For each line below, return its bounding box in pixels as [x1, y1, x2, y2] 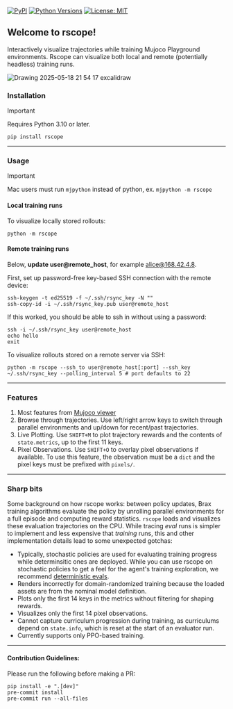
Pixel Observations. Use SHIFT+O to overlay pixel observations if [17, 446, 199, 454]
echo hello [7, 332, 39, 339]
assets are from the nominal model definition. [17, 587, 147, 596]
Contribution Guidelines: [7, 654, 80, 662]
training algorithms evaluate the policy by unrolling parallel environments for [7, 507, 225, 516]
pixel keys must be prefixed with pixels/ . [17, 460, 135, 468]
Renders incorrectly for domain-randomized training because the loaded [17, 580, 225, 588]
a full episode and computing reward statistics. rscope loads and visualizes [7, 514, 221, 523]
